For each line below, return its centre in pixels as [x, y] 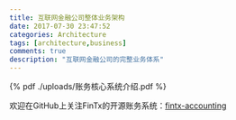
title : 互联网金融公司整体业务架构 [67, 18]
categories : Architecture [58, 34]
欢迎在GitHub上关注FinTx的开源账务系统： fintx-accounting [118, 106]
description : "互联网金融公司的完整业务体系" [86, 60]
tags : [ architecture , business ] [68, 43]
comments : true [38, 51]
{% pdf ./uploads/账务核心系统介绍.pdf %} [88, 86]
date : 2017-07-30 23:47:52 [60, 26]
